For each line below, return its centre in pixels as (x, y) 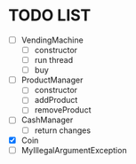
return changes (62, 130)
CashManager (47, 120)
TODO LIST (50, 16)
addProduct (56, 100)
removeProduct (63, 110)
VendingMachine (52, 40)
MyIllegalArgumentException (74, 150)
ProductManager (52, 80)
